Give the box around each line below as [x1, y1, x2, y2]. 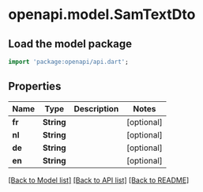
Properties [8, 80, 62, 93]
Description [73, 103, 119, 114]
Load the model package [8, 37, 133, 51]
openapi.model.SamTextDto [8, 6, 196, 24]
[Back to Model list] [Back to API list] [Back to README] [8, 175, 190, 185]
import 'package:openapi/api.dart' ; [8, 58, 129, 66]
